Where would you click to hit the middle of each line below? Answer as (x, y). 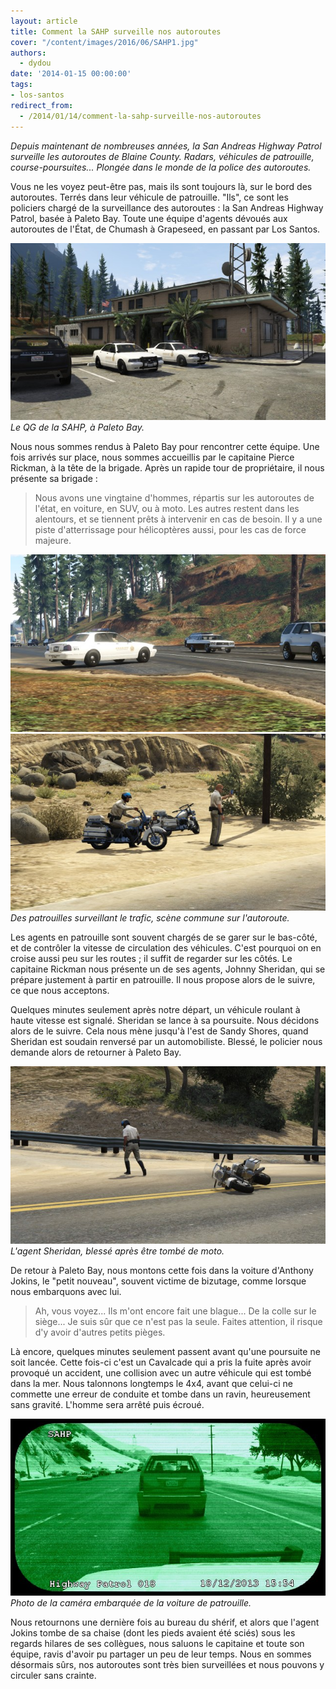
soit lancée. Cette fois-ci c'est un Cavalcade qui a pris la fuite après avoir (161, 1362)
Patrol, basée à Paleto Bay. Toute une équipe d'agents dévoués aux (149, 218)
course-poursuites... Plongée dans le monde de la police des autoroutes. (161, 167)
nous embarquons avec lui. (66, 1291)
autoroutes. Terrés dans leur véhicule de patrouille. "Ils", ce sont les (149, 197)
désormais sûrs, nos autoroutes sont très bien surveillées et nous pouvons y (167, 1664)
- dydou (35, 63)
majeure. (53, 540)
